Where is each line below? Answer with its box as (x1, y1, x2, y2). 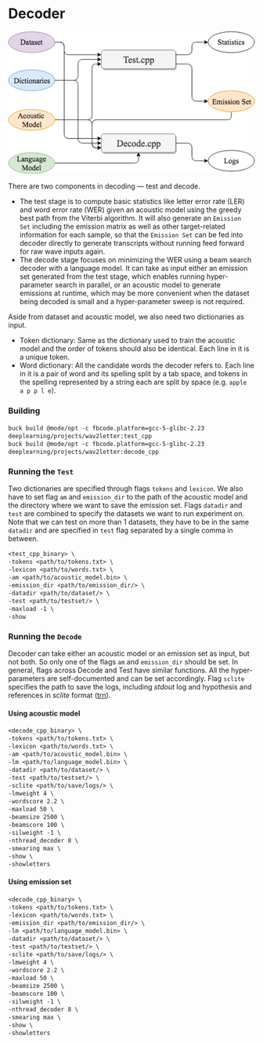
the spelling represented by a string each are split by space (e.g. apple (19, 378, 247, 387)
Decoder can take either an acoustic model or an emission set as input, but (8, 649, 250, 658)
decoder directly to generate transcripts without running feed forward (19, 239, 245, 248)
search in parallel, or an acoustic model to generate (54, 280, 222, 290)
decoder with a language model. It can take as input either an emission (19, 264, 248, 273)
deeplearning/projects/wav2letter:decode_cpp (8, 448, 159, 456)
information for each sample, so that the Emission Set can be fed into (19, 230, 243, 240)
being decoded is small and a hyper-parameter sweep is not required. (19, 297, 245, 306)
